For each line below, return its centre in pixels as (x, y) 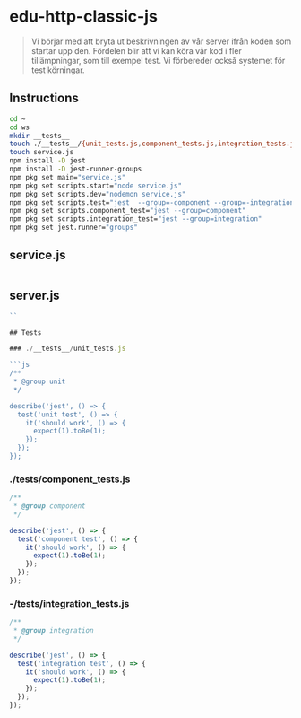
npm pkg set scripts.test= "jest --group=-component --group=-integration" (154, 202)
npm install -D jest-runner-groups (76, 169)
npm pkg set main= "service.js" (68, 177)
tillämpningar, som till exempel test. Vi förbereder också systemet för (158, 60)
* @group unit (39, 381)
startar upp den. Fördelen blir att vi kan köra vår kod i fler (136, 50)
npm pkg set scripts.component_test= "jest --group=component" (128, 211)
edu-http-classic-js (84, 17)
